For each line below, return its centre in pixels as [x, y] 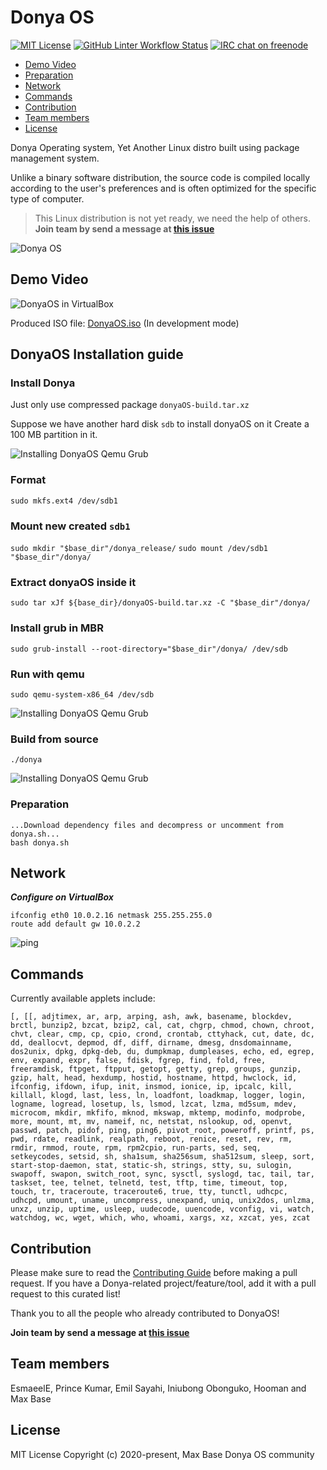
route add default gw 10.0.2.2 [75, 924]
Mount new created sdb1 [70, 526]
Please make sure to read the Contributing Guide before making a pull [154, 1272]
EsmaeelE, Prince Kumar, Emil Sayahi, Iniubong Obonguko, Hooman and [158, 1388]
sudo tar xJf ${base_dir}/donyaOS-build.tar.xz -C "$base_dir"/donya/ [160, 603]
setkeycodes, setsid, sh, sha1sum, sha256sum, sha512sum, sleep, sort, [162, 1157]
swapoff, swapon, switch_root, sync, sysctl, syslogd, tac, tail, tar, [162, 1174]
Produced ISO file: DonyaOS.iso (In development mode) [125, 323]
